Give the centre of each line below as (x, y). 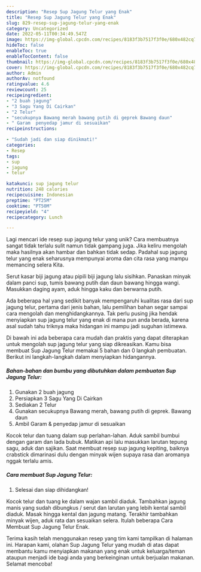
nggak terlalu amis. (30, 461)
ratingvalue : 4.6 (28, 84)
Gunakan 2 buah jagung (44, 392)
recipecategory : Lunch (34, 217)
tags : (13, 156)
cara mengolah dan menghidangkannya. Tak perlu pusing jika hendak (92, 314)
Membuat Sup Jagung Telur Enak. (48, 527)
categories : (21, 145)
